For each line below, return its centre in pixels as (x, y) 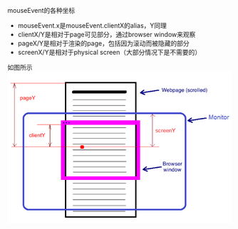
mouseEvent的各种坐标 (41, 10)
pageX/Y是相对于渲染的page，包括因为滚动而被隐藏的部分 (104, 43)
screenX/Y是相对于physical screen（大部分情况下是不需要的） (109, 52)
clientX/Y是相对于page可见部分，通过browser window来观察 (107, 34)
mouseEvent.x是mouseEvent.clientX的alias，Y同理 (92, 26)
